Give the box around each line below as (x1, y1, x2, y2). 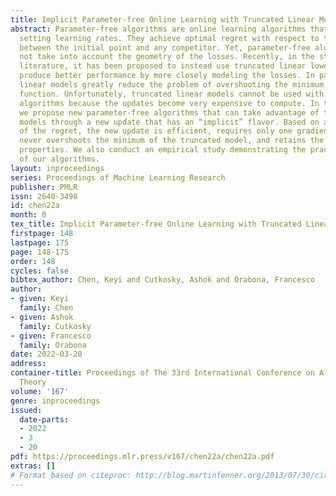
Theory (19, 377, 47, 387)
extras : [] (10, 461, 56, 471)
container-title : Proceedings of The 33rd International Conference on (10, 368, 315, 378)
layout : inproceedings (10, 163, 105, 173)
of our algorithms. (19, 154, 101, 164)
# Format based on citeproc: (10, 470, 132, 480)
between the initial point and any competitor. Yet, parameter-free (19, 42, 311, 53)
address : (10, 359, 47, 369)
